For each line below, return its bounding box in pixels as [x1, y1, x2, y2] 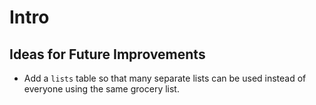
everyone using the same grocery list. [23, 83, 180, 95]
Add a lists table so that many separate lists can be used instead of [23, 72, 307, 84]
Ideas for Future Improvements [9, 46, 206, 63]
